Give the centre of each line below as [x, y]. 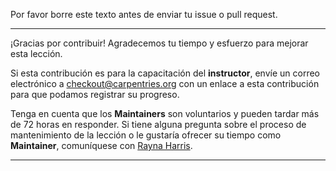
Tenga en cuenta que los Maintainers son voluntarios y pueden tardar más [165, 113]
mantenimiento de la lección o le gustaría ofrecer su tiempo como [146, 135]
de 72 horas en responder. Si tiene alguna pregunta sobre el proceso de [158, 124]
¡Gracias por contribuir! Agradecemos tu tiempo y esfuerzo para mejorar [159, 43]
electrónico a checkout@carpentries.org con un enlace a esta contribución [165, 83]
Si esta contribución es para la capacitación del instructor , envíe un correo [165, 73]
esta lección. [36, 53]
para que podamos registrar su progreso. [95, 94]
